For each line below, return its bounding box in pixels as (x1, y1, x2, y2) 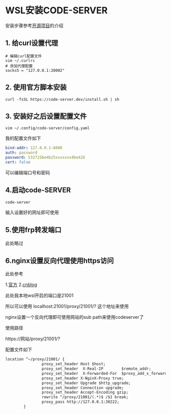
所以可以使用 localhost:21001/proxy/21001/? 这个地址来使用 (5, 303, 129, 310)
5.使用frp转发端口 (5, 226, 62, 234)
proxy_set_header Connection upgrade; (41, 385, 124, 390)
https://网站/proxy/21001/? (5, 336, 60, 342)
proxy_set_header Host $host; (41, 362, 106, 367)
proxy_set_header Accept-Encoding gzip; (41, 390, 129, 395)
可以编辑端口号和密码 (5, 169, 50, 176)
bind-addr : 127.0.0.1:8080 (5, 146, 63, 151)
